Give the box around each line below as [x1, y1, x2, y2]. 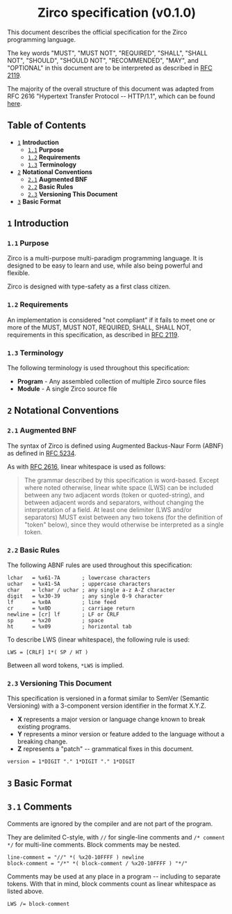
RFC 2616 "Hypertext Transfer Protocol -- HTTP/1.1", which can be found [7, 92, 215, 100]
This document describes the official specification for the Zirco [7, 28, 188, 36]
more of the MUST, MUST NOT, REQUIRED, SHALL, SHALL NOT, [7, 323, 192, 332]
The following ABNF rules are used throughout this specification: [7, 561, 192, 569]
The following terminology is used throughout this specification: [7, 364, 190, 372]
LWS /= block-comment [7, 900, 70, 907]
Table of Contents [7, 120, 87, 132]
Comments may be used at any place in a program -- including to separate [7, 872, 221, 881]
